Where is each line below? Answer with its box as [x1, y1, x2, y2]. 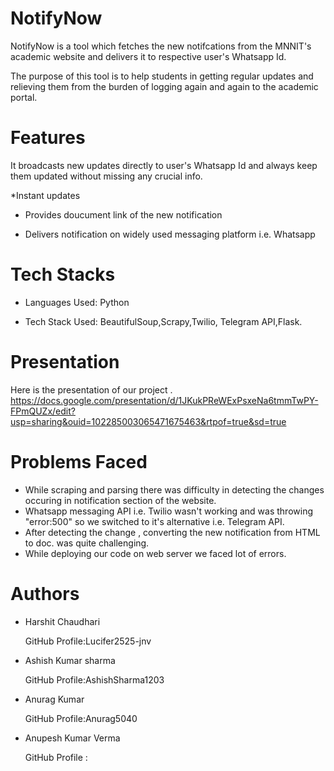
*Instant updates [10, 189, 81, 201]
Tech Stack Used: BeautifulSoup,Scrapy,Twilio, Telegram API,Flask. [24, 315, 303, 327]
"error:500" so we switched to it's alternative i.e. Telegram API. [24, 515, 285, 527]
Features [10, 127, 86, 149]
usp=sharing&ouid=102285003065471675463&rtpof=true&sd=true [10, 415, 287, 427]
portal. [10, 91, 38, 103]
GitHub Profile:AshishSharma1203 [24, 673, 165, 686]
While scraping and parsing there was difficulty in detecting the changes [24, 483, 325, 496]
